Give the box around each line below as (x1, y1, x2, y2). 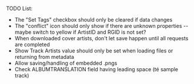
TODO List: (6, 5, 33, 12)
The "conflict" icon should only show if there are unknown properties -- (14, 23, 189, 29)
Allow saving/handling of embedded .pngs (14, 60, 118, 66)
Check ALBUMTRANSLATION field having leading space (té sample (14, 66, 178, 72)
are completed (14, 41, 50, 48)
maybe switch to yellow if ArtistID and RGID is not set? (14, 29, 146, 36)
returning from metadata (14, 54, 75, 60)
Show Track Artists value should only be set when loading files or (14, 47, 173, 54)
